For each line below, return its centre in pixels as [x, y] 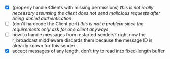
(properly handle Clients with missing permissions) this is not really [83, 7]
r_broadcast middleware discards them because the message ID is [82, 40]
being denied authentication [42, 18]
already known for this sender [44, 46]
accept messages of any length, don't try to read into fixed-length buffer [89, 51]
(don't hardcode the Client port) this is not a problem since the [78, 24]
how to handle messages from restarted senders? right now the [79, 35]
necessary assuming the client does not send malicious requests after [86, 13]
